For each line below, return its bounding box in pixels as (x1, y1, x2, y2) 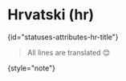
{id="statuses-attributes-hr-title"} (7, 32, 119, 42)
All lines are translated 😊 (26, 47, 111, 57)
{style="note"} (7, 63, 56, 73)
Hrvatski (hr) (7, 6, 95, 24)
